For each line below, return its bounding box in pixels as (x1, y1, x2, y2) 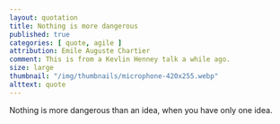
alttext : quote (9, 80, 66, 89)
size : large (9, 64, 54, 73)
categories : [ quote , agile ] (9, 38, 123, 48)
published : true (9, 30, 70, 39)
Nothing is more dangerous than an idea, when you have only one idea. (9, 104, 273, 115)
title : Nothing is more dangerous (9, 22, 139, 31)
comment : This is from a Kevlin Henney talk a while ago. (9, 55, 231, 64)
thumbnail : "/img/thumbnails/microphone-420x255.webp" (9, 72, 219, 81)
